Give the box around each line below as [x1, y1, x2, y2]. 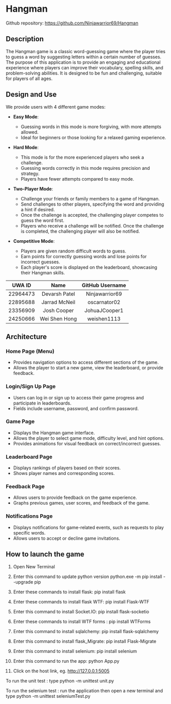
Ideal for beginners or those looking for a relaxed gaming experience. [20, 134, 166, 140]
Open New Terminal [13, 563, 55, 569]
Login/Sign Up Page [6, 383, 56, 390]
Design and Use [6, 90, 57, 99]
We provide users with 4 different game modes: [6, 104, 106, 110]
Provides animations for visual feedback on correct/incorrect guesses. [13, 440, 161, 446]
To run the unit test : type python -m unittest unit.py [6, 677, 114, 684]
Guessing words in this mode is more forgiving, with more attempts [20, 123, 162, 130]
